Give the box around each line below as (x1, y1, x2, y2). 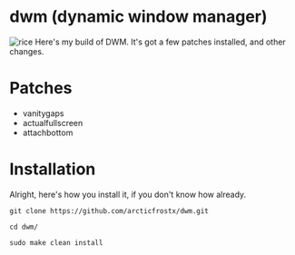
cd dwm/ (9, 222, 39, 231)
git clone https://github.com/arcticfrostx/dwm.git (9, 206, 209, 215)
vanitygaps (22, 107, 64, 119)
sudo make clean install (9, 238, 103, 247)
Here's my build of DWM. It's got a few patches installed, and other (34, 36, 286, 47)
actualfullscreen (22, 117, 84, 128)
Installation (9, 159, 96, 180)
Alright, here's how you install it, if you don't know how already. (9, 189, 247, 200)
